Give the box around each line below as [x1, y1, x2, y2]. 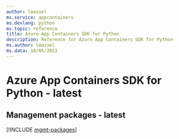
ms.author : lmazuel [6, 43, 55, 49]
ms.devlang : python [6, 20, 55, 26]
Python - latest [6, 86, 82, 99]
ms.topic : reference [6, 25, 58, 32]
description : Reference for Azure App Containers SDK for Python [6, 37, 173, 43]
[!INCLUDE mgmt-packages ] [6, 126, 77, 133]
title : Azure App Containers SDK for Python [6, 31, 120, 37]
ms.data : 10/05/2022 [6, 48, 58, 54]
